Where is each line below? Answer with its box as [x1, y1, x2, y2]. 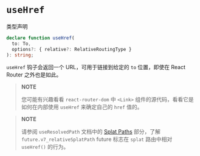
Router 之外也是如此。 [6, 71, 62, 78]
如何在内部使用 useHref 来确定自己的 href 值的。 [21, 103, 143, 110]
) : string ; [6, 52, 34, 58]
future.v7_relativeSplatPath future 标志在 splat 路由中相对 [21, 135, 173, 143]
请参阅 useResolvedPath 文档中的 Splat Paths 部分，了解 [21, 128, 161, 135]
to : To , [12, 41, 32, 47]
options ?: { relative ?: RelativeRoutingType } [12, 46, 132, 52]
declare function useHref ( [6, 35, 75, 41]
